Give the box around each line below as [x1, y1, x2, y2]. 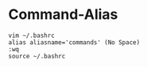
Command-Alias [8, 6, 118, 24]
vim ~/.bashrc [8, 32, 56, 39]
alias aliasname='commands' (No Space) [8, 38, 141, 47]
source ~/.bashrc [8, 52, 66, 60]
